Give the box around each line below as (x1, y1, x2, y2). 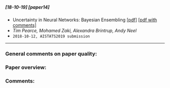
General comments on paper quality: (5, 50, 97, 57)
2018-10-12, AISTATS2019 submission (12, 33, 90, 39)
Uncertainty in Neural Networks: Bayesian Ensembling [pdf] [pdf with (12, 17, 157, 23)
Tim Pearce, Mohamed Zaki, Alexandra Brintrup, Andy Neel (12, 27, 137, 33)
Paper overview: (5, 64, 47, 71)
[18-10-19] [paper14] (5, 4, 50, 10)
